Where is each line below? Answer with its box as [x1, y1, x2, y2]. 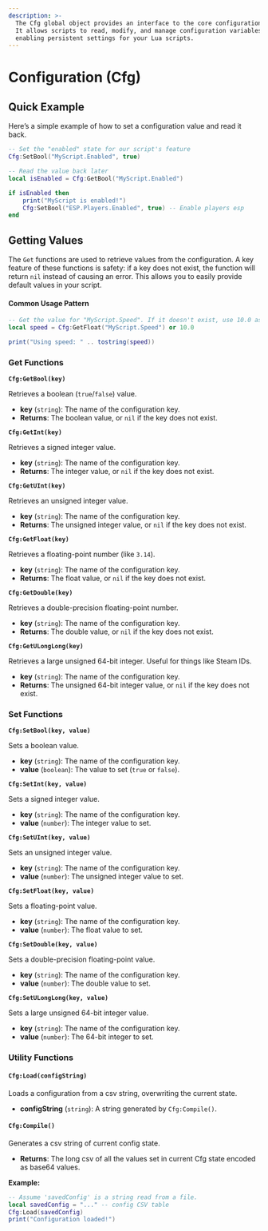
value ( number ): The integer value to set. [19, 819, 152, 828]
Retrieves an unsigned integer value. [8, 496, 128, 506]
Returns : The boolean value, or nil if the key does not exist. [19, 413, 218, 423]
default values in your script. [8, 281, 102, 290]
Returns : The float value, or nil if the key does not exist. [19, 573, 206, 584]
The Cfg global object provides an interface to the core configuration [15, 19, 262, 27]
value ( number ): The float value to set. [19, 925, 144, 935]
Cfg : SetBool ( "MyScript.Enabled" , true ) [8, 153, 141, 161]
